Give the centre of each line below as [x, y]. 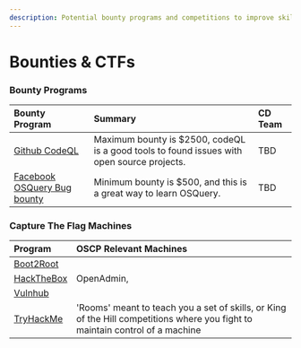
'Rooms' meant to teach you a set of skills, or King [181, 308]
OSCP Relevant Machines [132, 249]
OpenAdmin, [102, 279]
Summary [115, 119]
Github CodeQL [46, 151]
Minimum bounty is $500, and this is [171, 182]
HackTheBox [41, 279]
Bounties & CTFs [73, 61]
